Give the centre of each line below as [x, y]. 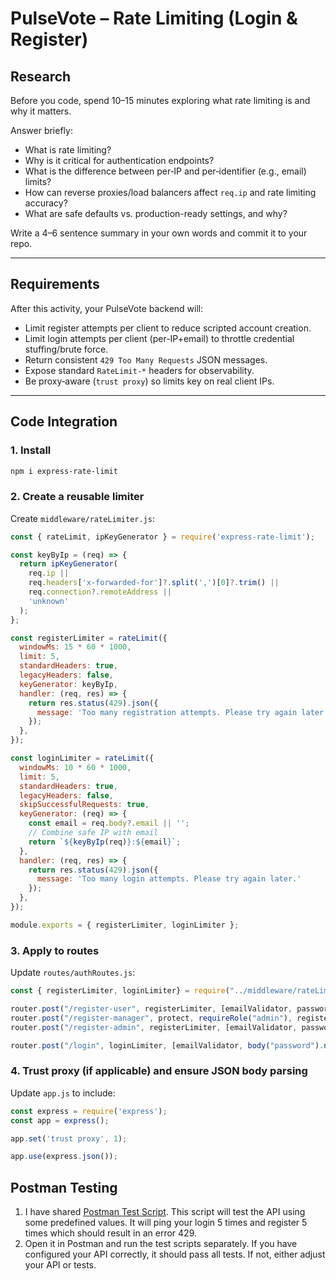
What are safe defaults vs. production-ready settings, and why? [156, 213]
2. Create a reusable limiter [77, 497]
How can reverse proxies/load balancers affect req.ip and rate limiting [170, 192]
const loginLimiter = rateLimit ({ [82, 758]
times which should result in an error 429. [110, 1233]
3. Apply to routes [55, 950]
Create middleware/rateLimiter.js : [82, 518]
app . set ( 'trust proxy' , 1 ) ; [69, 1138]
